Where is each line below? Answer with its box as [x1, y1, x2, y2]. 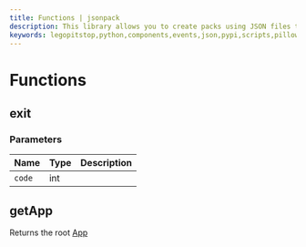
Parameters [9, 133, 62, 146]
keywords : [9, 30, 47, 39]
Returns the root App [9, 227, 88, 238]
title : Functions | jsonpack [9, 13, 120, 23]
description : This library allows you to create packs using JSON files [9, 22, 291, 31]
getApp [9, 202, 53, 219]
